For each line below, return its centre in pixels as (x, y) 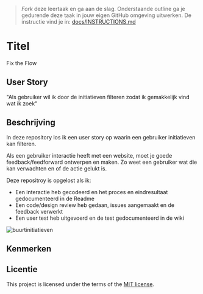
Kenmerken (29, 249)
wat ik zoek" (22, 103)
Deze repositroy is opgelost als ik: (49, 180)
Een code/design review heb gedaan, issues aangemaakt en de (95, 205)
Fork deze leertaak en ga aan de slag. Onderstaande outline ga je (103, 9)
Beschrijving (31, 123)
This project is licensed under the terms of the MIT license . (80, 284)
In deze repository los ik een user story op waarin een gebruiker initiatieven (101, 137)
